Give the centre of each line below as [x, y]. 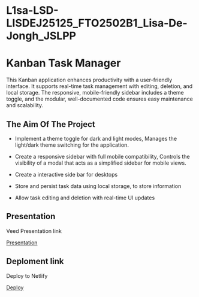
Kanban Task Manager [64, 63]
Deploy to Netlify [27, 275]
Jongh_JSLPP [41, 36]
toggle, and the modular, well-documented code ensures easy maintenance [99, 99]
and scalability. [25, 105]
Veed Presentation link [34, 231]
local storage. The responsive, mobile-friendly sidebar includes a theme [95, 93]
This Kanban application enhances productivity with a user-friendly [89, 80]
